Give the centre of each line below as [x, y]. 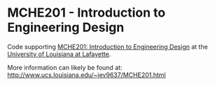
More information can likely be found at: [65, 67]
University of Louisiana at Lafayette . [59, 54]
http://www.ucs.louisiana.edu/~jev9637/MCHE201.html [86, 75]
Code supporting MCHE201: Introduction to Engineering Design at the [107, 46]
